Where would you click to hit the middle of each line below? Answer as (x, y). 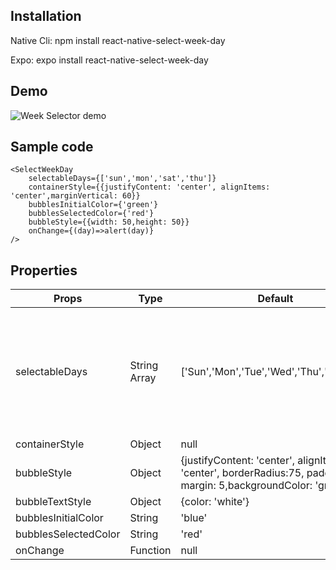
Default (275, 299)
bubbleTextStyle (53, 502)
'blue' (194, 518)
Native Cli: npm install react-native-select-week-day (118, 40)
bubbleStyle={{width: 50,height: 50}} (109, 222)
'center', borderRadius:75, (242, 473)
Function (150, 551)
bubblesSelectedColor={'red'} (91, 214)
